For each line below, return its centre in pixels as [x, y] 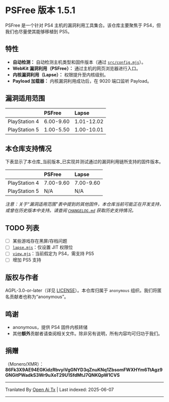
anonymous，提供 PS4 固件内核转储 [50, 327]
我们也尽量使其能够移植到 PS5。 [39, 31]
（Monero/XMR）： [25, 364]
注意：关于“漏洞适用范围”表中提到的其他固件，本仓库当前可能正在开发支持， [84, 204]
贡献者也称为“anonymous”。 [39, 297]
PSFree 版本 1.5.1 [40, 10]
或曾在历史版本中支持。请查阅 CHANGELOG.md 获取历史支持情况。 [71, 211]
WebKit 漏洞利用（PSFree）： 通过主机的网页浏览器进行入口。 [76, 68]
